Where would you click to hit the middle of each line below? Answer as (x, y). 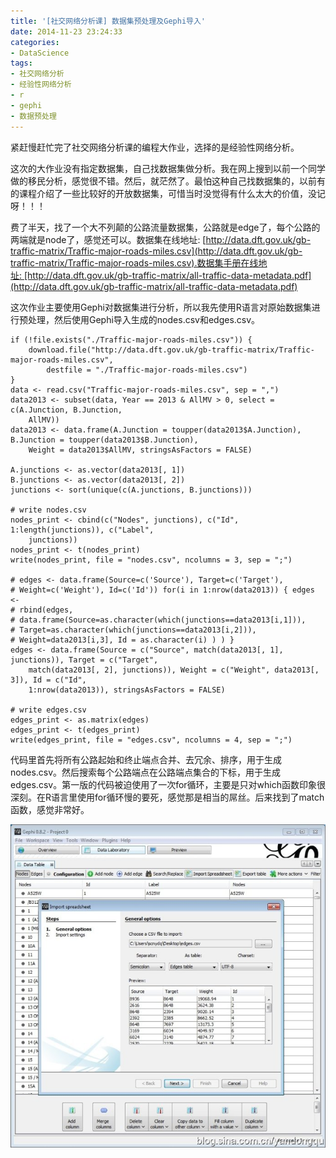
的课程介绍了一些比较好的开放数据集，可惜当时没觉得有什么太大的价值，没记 (168, 193)
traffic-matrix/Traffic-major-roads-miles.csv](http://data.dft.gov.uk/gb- (156, 251)
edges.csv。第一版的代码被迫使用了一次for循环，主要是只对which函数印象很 (168, 784)
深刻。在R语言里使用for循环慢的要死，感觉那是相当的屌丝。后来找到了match (167, 797)
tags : (21, 63)
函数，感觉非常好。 (50, 809)
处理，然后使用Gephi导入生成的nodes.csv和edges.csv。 (144, 319)
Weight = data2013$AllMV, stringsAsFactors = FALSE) (140, 450)
